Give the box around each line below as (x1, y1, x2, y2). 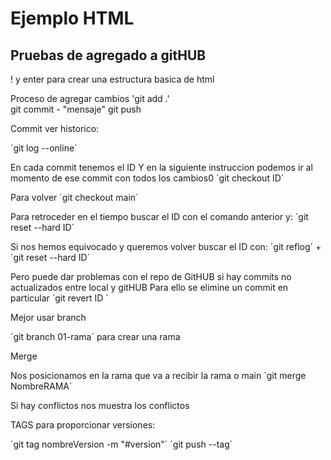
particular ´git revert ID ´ (10, 292, 109, 304)
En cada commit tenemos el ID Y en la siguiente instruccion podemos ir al (10, 162, 313, 173)
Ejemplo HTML (10, 7, 135, 30)
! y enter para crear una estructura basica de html (10, 73, 215, 85)
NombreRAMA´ (10, 380, 73, 392)
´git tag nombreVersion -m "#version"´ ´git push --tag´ (10, 438, 233, 450)
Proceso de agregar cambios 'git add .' (10, 93, 170, 104)
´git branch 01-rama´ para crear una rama (10, 331, 181, 342)
